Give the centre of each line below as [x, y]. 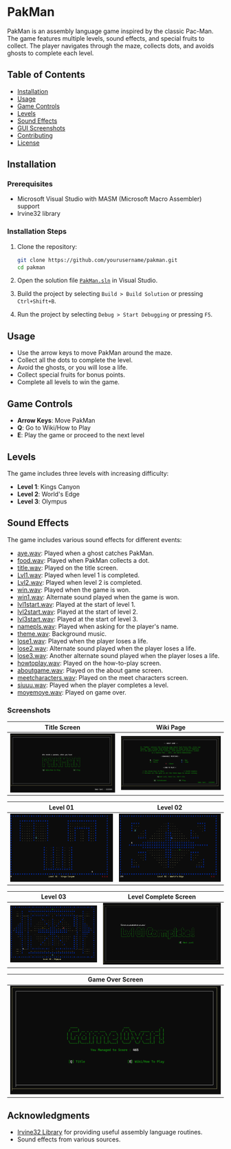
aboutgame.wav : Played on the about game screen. [90, 670]
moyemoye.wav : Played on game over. [72, 692]
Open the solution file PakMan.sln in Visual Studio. [87, 281]
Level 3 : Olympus [42, 501]
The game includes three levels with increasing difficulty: [88, 473]
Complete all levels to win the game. [68, 382]
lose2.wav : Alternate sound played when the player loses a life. [107, 648]
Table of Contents [46, 75]
